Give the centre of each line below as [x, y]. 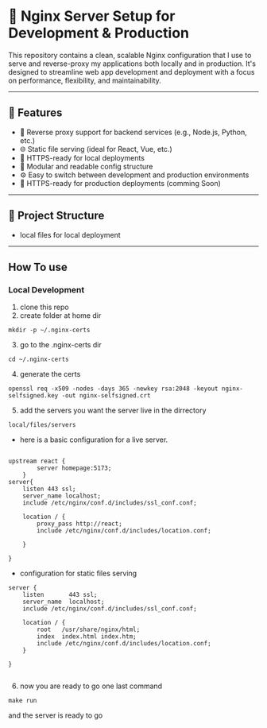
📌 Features [35, 113]
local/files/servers [43, 425]
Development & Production [99, 33]
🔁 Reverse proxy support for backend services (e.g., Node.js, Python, [133, 132]
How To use [38, 267]
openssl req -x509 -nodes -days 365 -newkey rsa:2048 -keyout [113, 389]
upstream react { [37, 461]
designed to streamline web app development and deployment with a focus [132, 72]
